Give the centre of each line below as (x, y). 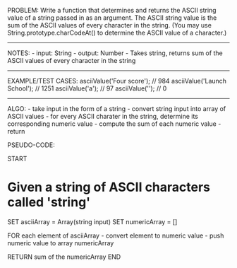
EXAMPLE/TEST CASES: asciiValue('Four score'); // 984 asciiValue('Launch (117, 81)
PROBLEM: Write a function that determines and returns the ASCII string (112, 10)
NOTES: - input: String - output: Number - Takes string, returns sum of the (115, 53)
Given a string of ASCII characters (109, 187)
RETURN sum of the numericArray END (64, 257)
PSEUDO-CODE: (31, 145)
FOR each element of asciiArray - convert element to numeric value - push (116, 235)
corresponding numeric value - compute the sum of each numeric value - (114, 124)
